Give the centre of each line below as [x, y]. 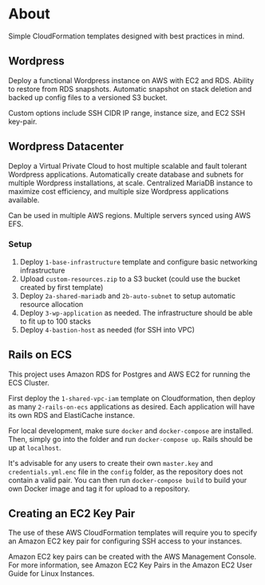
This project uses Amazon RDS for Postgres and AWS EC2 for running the [129, 374]
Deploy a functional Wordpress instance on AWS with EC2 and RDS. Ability [131, 80]
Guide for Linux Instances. [51, 574]
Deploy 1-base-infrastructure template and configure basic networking [138, 261]
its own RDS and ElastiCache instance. [72, 415]
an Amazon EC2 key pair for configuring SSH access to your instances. [125, 541]
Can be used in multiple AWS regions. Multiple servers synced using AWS [130, 215]
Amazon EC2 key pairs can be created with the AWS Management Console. [132, 557]
